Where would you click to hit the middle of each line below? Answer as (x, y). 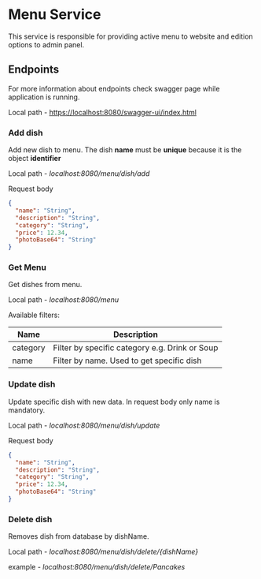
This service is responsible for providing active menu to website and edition (130, 36)
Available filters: (34, 315)
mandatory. (27, 410)
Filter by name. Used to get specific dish (127, 360)
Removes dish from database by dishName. (79, 536)
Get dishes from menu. (45, 285)
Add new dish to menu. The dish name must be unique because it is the (125, 150)
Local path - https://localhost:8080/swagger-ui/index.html (102, 112)
